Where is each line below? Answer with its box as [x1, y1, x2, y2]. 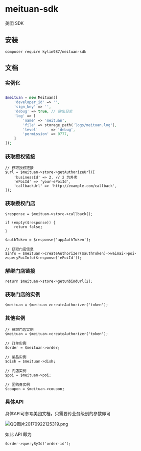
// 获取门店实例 [5, 327, 34, 332]
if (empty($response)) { [5, 220, 56, 225]
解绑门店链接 [5, 268, 36, 274]
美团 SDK [5, 20, 24, 26]
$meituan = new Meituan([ [5, 95, 58, 100]
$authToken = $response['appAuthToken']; [5, 237, 91, 242]
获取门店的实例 [5, 291, 41, 298]
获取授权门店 [5, 200, 36, 207]
